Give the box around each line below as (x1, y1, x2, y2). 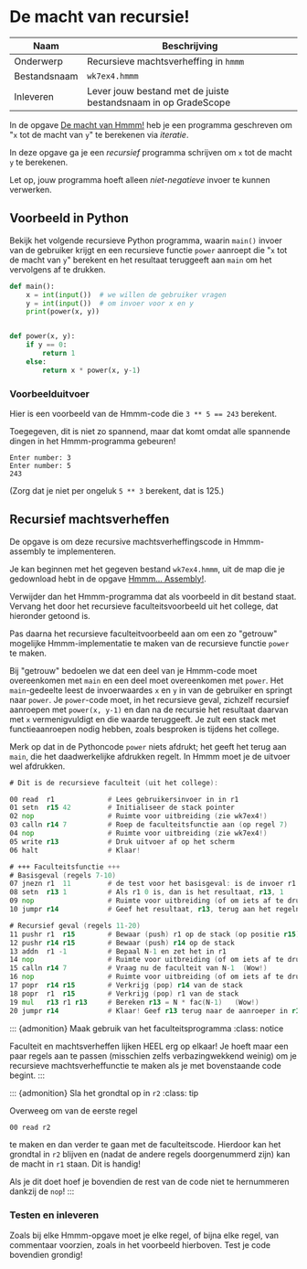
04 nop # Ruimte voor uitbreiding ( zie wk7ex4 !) (9, 829, 268, 838)
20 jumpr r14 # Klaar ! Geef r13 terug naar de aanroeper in (9, 1006, 288, 1016)
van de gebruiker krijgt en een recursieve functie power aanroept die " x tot (9, 244, 288, 255)
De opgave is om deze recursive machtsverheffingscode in (9, 536, 231, 547)
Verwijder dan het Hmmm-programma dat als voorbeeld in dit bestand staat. (9, 591, 297, 602)
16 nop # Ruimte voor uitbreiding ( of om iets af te (9, 972, 284, 982)
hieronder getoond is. (9, 610, 91, 621)
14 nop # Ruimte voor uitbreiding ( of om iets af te (9, 955, 284, 965)
